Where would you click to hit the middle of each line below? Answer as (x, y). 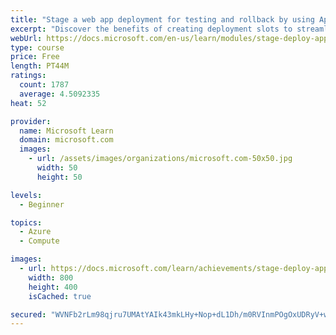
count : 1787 (44, 85)
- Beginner (42, 204)
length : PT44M (40, 66)
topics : (26, 222)
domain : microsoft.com (66, 140)
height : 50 (59, 177)
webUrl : (26, 38)
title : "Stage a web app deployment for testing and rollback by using (162, 19)
